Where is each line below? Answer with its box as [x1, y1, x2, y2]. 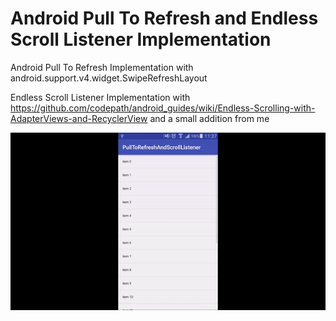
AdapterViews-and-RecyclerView [10, 112, 148, 124]
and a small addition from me [149, 112, 270, 124]
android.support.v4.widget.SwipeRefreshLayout [10, 72, 208, 84]
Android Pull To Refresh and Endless [10, 7, 319, 30]
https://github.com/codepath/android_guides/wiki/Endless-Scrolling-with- [10, 102, 316, 114]
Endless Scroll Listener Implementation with [10, 91, 191, 103]
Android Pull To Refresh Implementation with [10, 61, 194, 73]
